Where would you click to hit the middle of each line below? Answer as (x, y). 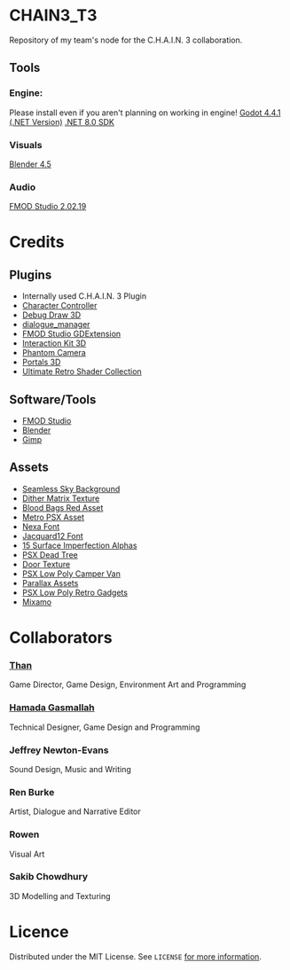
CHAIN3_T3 (53, 16)
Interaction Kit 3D (54, 343)
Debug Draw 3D (51, 315)
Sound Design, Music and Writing (70, 769)
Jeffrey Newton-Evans (59, 750)
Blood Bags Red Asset (63, 507)
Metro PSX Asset (53, 517)
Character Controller (59, 306)
